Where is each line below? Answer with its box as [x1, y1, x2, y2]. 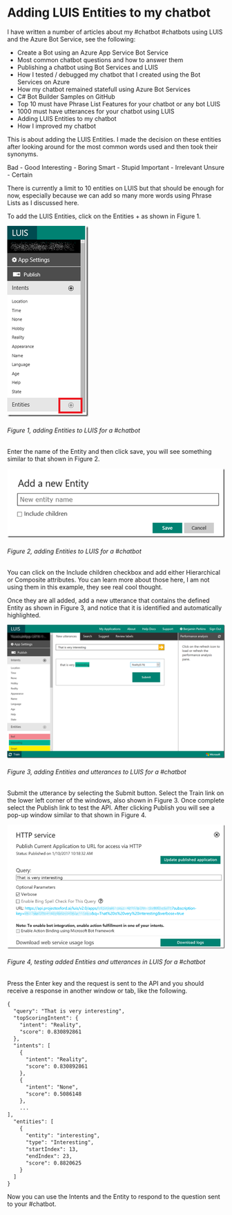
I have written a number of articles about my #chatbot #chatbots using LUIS [7, 28, 223, 36]
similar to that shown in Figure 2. [7, 455, 100, 463]
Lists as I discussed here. [7, 198, 79, 207]
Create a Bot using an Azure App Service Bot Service [17, 48, 169, 57]
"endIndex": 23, [25, 1152, 72, 1160]
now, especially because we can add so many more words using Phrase [7, 191, 212, 200]
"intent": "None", [25, 1083, 79, 1091]
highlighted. [7, 611, 41, 620]
